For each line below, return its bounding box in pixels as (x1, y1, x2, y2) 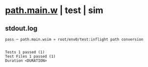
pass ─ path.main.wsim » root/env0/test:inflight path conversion (5, 37, 144, 42)
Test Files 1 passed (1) (5, 54, 56, 59)
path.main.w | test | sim (5, 5, 104, 16)
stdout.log (5, 24, 38, 33)
